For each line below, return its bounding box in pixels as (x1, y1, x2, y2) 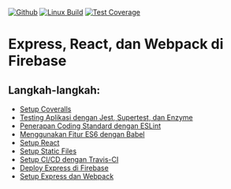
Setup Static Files (19, 146, 77, 156)
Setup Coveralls (19, 104, 72, 114)
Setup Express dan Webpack (19, 172, 114, 181)
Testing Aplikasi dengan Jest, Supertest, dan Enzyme (19, 113, 193, 122)
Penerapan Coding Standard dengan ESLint (19, 121, 162, 130)
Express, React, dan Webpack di (8, 36, 224, 53)
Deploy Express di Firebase (19, 163, 109, 172)
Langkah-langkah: (8, 83, 101, 96)
